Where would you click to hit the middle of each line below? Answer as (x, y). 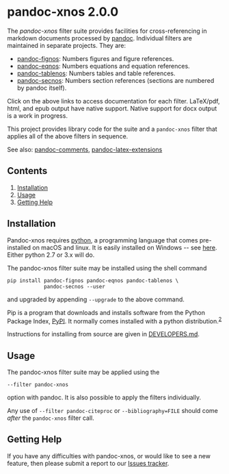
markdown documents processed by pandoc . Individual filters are (100, 38)
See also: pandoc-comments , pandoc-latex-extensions (85, 149)
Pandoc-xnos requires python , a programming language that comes (103, 240)
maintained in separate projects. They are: (67, 45)
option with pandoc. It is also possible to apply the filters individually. (104, 397)
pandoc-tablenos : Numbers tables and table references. (96, 73)
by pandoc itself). (42, 88)
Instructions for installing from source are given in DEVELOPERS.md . (104, 334)
